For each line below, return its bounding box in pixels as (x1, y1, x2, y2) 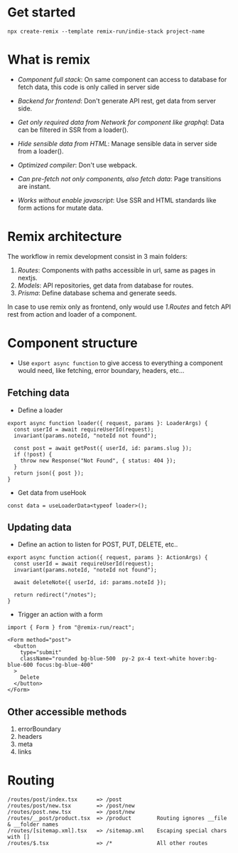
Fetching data (7, 387, 70, 399)
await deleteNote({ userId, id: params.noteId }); (13, 579, 167, 586)
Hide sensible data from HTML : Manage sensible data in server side (17, 139, 217, 148)
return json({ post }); (13, 469, 84, 476)
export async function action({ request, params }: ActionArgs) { (7, 554, 208, 561)
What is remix (7, 51, 91, 68)
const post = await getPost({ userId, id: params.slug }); (13, 444, 193, 451)
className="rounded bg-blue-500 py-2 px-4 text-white (20, 655, 186, 663)
